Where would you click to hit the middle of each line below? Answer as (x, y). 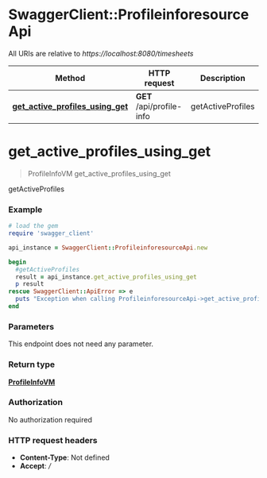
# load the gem (33, 226)
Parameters (31, 326)
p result (30, 284)
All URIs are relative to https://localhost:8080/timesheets (101, 53)
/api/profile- (159, 106)
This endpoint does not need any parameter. (81, 344)
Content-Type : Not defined (64, 457)
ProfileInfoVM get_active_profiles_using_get (99, 173)
